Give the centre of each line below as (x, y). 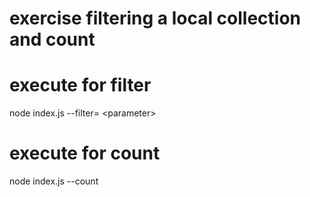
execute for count (85, 153)
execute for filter (80, 85)
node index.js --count (54, 181)
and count (52, 39)
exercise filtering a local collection (155, 18)
